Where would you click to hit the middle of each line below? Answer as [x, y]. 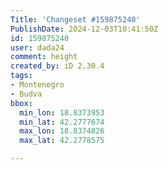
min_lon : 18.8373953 [62, 112]
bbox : [21, 103]
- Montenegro [37, 85]
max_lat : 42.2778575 [62, 141]
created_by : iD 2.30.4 [57, 66]
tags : [21, 76]
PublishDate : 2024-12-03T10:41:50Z [84, 29]
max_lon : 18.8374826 [62, 131]
